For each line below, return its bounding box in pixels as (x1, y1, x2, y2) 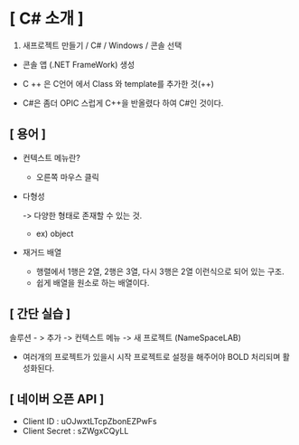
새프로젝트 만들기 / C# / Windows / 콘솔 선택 (22, 40, 182, 51)
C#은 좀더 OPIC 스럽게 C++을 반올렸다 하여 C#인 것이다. (22, 97, 224, 109)
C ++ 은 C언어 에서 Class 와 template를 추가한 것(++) (22, 78, 215, 89)
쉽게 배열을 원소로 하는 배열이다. (35, 277, 150, 288)
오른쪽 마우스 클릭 (35, 171, 99, 182)
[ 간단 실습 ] (9, 307, 71, 322)
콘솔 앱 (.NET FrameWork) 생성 (22, 59, 135, 70)
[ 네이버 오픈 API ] (9, 391, 105, 407)
